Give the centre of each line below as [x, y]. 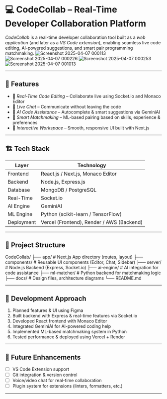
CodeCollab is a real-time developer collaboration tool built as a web [75, 37]
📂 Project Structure [35, 245]
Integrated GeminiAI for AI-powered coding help [62, 326]
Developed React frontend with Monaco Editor [60, 321]
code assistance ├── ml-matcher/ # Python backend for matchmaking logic [83, 273]
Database [19, 190]
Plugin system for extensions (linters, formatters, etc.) [67, 386]
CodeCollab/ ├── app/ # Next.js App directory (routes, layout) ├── [74, 257]
